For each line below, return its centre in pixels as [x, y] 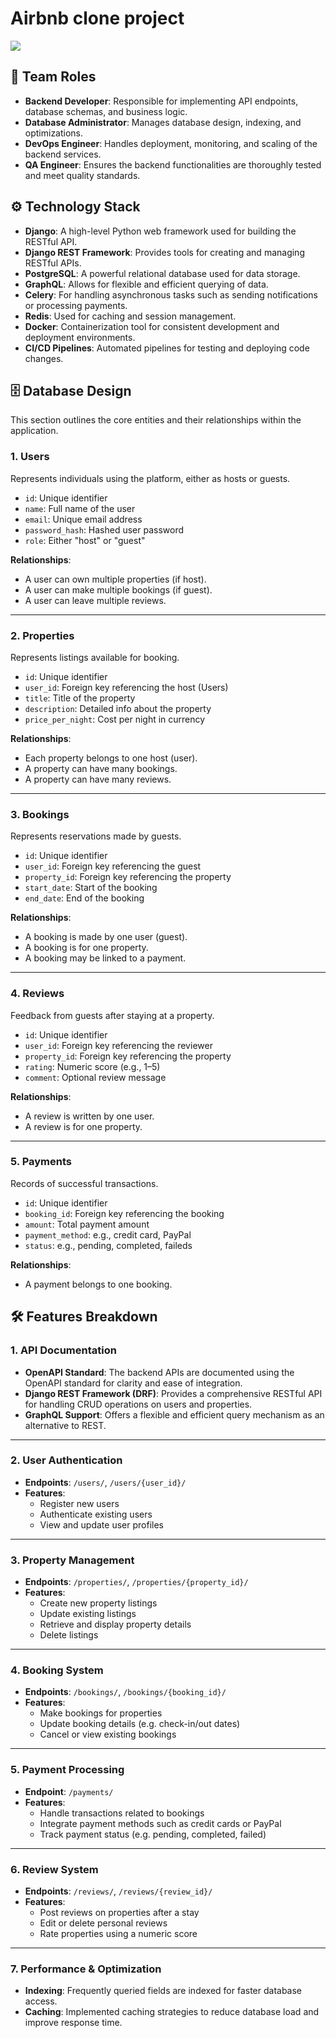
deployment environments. [80, 337]
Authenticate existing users [96, 1514]
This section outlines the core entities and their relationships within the [156, 420]
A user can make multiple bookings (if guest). [118, 589]
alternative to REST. [65, 1425]
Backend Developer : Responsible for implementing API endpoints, [161, 101]
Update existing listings [88, 1614]
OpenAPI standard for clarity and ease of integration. [133, 1383]
